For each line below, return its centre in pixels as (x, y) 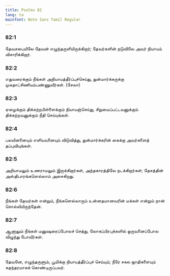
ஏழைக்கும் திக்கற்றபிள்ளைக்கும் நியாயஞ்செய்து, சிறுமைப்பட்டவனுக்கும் (72, 109)
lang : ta (15, 15)
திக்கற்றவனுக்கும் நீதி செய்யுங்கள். (37, 115)
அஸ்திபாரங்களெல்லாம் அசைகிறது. (40, 176)
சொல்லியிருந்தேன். (24, 206)
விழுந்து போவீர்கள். (24, 237)
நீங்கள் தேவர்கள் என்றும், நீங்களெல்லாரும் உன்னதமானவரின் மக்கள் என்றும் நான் (85, 201)
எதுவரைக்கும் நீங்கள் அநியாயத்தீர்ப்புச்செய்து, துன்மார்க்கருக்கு (65, 79)
